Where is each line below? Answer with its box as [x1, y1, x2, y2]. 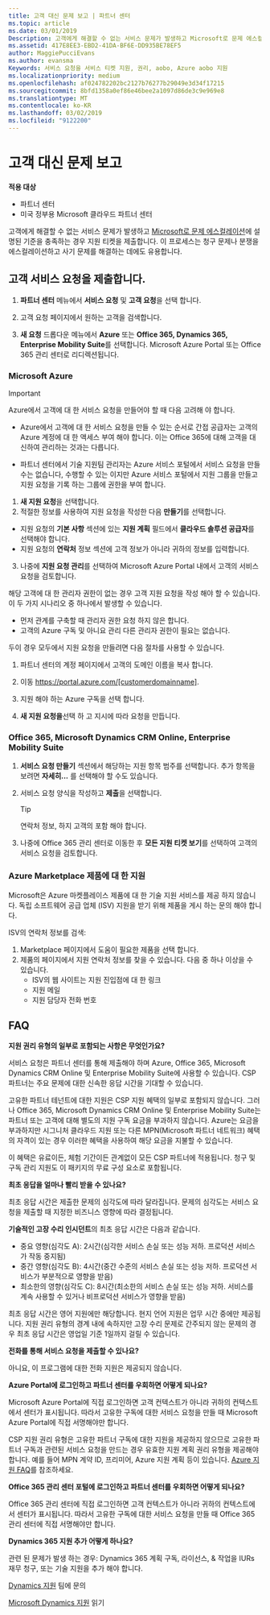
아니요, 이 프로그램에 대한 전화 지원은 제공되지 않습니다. [8, 1363, 182, 1373]
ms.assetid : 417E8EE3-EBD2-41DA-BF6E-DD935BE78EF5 [8, 42, 182, 50]
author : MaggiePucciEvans [8, 49, 95, 57]
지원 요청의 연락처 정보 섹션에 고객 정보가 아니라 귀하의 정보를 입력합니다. [19, 544, 250, 553]
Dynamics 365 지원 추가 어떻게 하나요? [8, 1536, 134, 1547]
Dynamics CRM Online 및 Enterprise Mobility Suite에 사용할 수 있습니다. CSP [8, 1068, 257, 1078]
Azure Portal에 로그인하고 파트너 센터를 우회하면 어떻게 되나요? [8, 1381, 207, 1390]
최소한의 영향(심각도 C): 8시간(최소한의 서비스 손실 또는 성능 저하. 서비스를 [19, 1282, 254, 1291]
